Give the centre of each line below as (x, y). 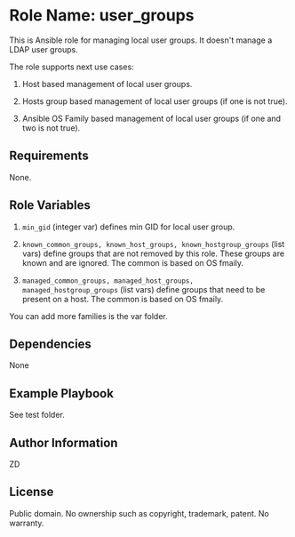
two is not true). (51, 128)
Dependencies (50, 344)
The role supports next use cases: (72, 67)
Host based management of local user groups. (107, 84)
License (32, 492)
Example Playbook (61, 393)
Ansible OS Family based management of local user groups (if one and (151, 118)
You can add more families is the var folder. (88, 316)
